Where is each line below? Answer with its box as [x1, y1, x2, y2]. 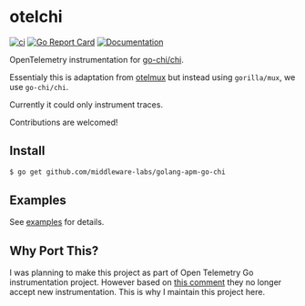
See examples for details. [9, 217, 105, 228]
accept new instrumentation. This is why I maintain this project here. [9, 287, 266, 298]
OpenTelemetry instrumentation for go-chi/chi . [9, 54, 184, 65]
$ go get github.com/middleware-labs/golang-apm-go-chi [9, 167, 226, 177]
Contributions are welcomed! [9, 117, 118, 127]
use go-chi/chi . [9, 81, 69, 92]
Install [9, 143, 46, 158]
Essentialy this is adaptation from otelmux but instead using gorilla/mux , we [9, 71, 296, 83]
